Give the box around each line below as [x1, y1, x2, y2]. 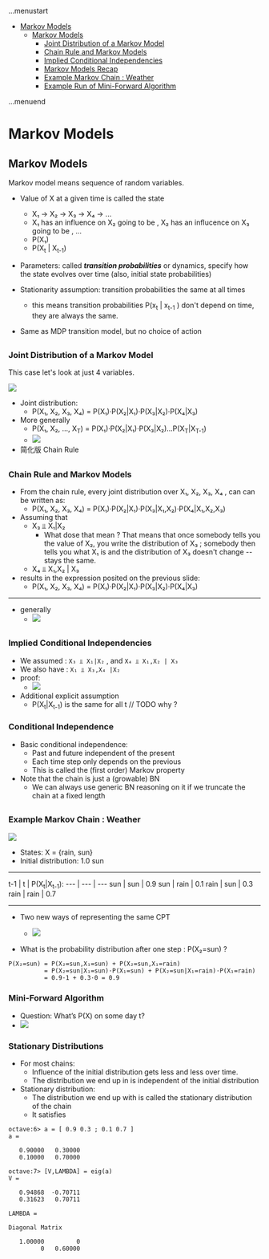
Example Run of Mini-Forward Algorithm [43, 81, 177, 91]
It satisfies [31, 1110, 66, 1119]
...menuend [8, 97, 46, 106]
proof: [19, 672, 41, 682]
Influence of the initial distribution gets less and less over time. [31, 1066, 239, 1077]
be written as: [19, 495, 66, 505]
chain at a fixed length [31, 790, 106, 800]
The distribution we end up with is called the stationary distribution [31, 1092, 252, 1102]
